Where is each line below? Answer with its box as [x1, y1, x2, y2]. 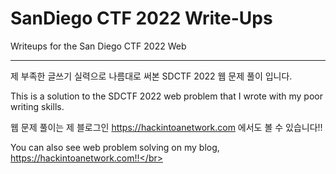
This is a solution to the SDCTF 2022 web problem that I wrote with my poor [10, 90, 323, 102]
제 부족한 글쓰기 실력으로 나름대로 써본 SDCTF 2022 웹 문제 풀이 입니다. [10, 70, 293, 82]
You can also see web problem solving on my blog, [10, 141, 220, 153]
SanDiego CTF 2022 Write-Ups [10, 7, 273, 30]
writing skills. [10, 100, 65, 112]
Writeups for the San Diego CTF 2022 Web [10, 40, 187, 52]
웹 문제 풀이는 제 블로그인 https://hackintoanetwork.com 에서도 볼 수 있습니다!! [10, 121, 323, 133]
